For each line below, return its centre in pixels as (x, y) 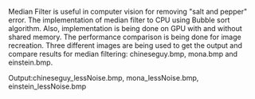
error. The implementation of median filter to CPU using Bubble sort (119, 20)
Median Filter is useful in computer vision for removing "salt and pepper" (128, 12)
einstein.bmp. (31, 62)
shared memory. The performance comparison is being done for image (125, 37)
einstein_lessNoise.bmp (47, 86)
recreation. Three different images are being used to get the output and (126, 46)
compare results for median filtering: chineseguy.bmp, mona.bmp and (123, 54)
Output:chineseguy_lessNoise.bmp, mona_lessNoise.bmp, (104, 78)
